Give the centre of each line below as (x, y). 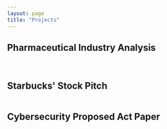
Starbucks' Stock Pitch (57, 85)
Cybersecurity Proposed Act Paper (83, 116)
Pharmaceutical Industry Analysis (81, 48)
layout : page (26, 13)
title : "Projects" (33, 20)
